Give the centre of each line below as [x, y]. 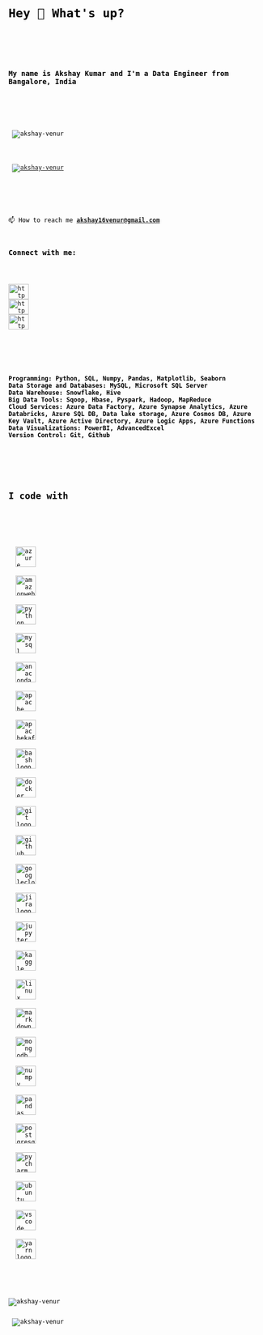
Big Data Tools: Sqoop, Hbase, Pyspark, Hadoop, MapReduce [110, 400]
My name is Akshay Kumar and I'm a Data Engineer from [119, 74]
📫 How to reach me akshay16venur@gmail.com [84, 220]
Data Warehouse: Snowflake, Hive [65, 393]
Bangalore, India [42, 82]
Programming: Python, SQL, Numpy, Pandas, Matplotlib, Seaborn [117, 378]
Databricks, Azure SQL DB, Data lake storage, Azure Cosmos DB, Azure [130, 414]
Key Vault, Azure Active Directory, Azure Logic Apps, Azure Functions [131, 421]
